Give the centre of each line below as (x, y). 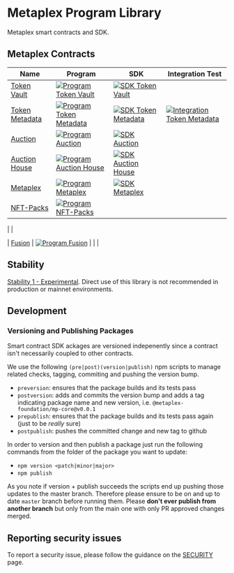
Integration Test (195, 73)
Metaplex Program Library (84, 13)
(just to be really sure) (49, 424)
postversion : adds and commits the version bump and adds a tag (111, 395)
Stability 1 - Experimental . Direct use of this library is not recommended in (113, 281)
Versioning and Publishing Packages (71, 331)
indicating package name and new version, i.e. (84, 403)
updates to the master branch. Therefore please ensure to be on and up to (114, 494)
